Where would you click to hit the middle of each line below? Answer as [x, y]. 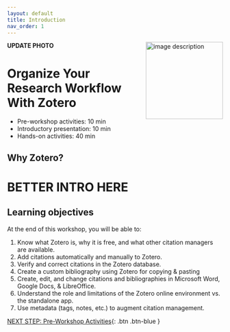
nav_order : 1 [26, 26]
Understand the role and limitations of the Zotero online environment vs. [118, 293]
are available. [36, 249]
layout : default [30, 13]
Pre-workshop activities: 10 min [61, 121]
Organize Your [49, 73]
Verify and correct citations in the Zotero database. [89, 264]
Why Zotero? [35, 157]
